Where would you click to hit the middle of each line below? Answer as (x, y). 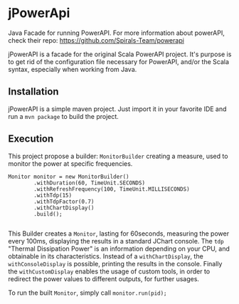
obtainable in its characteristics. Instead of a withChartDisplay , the (106, 256)
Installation (33, 91)
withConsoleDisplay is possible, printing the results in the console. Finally (115, 263)
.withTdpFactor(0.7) (64, 201)
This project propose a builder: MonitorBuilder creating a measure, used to (118, 156)
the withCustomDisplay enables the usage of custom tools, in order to (109, 271)
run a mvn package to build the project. (64, 116)
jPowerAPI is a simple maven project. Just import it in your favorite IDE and (117, 109)
